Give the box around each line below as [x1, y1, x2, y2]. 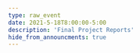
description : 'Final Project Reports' [8, 26, 135, 34]
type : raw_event [8, 11, 61, 19]
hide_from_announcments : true [8, 33, 107, 41]
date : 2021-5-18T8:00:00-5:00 [8, 19, 107, 26]
